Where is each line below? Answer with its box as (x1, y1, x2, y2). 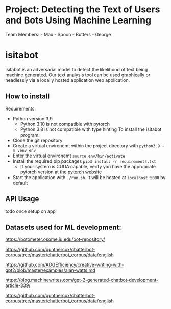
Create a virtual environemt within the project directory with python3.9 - (12, 142, 165, 149)
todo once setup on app (5, 208, 56, 214)
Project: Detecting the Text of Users (5, 4, 160, 15)
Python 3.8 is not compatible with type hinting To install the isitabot (20, 126, 162, 133)
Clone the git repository (12, 137, 63, 143)
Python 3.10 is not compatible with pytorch (20, 121, 110, 127)
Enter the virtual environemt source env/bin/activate (12, 152, 125, 159)
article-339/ (5, 282, 31, 289)
